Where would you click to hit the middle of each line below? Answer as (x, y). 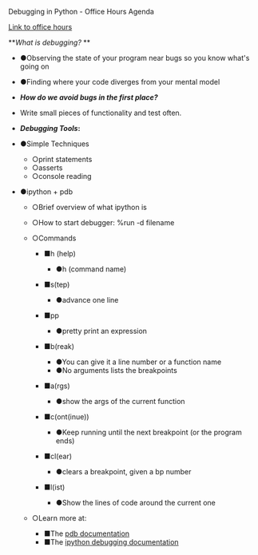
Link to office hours (40, 27)
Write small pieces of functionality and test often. (101, 113)
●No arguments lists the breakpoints (116, 370)
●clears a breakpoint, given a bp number (123, 472)
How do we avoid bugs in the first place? (89, 97)
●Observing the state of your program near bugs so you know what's (135, 58)
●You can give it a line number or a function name (139, 362)
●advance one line (87, 300)
